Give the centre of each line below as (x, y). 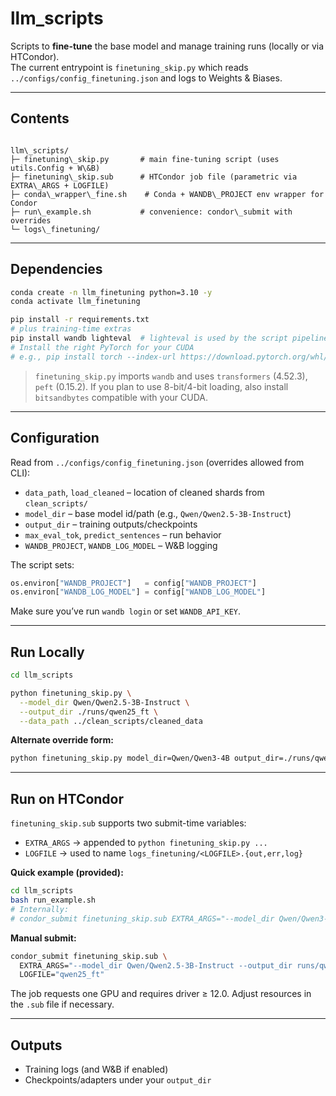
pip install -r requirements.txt (80, 320)
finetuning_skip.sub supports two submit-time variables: (128, 823)
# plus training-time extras (71, 329)
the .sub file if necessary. (62, 1004)
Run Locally (47, 652)
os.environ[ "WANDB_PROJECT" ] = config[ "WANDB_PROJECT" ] (133, 583)
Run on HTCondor (67, 798)
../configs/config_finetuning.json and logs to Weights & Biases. (146, 78)
